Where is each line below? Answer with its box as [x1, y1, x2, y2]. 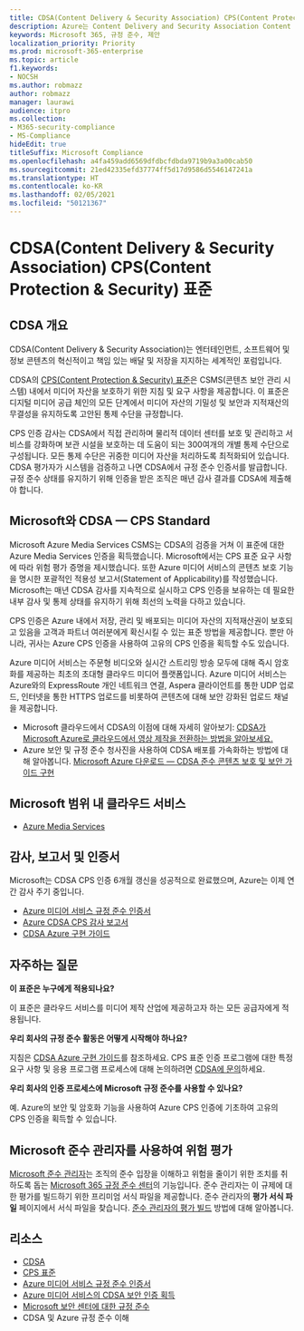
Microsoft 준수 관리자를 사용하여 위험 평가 [9, 1142, 233, 1158]
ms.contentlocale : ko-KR [9, 182, 103, 191]
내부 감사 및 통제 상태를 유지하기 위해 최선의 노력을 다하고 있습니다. [9, 596, 246, 607]
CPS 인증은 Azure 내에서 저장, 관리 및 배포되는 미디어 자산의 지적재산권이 [9, 615, 270, 626]
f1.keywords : [9, 64, 59, 73]
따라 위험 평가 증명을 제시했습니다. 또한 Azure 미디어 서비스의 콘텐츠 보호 [18, 561, 278, 572]
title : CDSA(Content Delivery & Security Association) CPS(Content [9, 13, 270, 23]
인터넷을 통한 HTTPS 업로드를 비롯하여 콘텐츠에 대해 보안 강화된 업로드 [21, 691, 272, 702]
